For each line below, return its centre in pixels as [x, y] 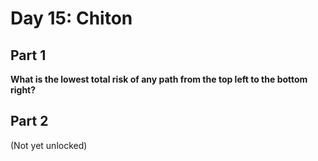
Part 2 [29, 121]
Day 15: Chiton [71, 18]
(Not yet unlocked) [49, 145]
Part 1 [28, 55]
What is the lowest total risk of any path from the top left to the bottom [159, 79]
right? [23, 90]
